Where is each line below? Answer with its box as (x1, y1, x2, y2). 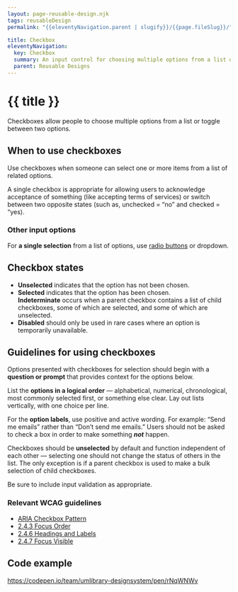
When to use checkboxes (7, 145, 122, 157)
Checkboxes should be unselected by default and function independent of (7, 444, 226, 452)
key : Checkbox (13, 50, 55, 57)
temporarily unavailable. (17, 325, 89, 334)
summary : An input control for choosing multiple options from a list (13, 56, 227, 64)
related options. (7, 171, 53, 179)
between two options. (7, 124, 71, 133)
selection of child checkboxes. (7, 467, 97, 475)
